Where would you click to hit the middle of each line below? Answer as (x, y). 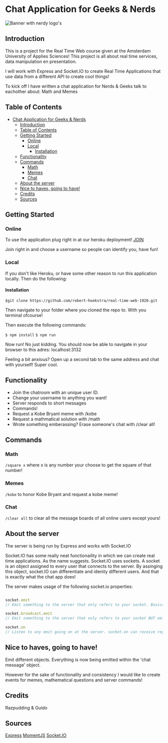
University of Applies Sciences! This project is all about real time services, (81, 56)
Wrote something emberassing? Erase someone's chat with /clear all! (83, 424)
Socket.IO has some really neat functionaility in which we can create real (80, 555)
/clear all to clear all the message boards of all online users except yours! (83, 518)
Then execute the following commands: (46, 325)
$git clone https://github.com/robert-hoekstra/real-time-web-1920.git (81, 300)
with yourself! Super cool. (32, 364)
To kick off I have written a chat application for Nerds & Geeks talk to (76, 86)
